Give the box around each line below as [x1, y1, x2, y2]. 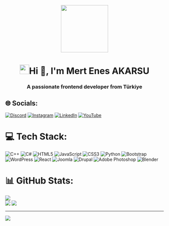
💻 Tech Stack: [5, 131, 67, 142]
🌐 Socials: [5, 99, 38, 107]
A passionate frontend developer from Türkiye [27, 83, 142, 90]
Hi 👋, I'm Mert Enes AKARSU [29, 66, 150, 77]
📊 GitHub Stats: [5, 175, 74, 187]
